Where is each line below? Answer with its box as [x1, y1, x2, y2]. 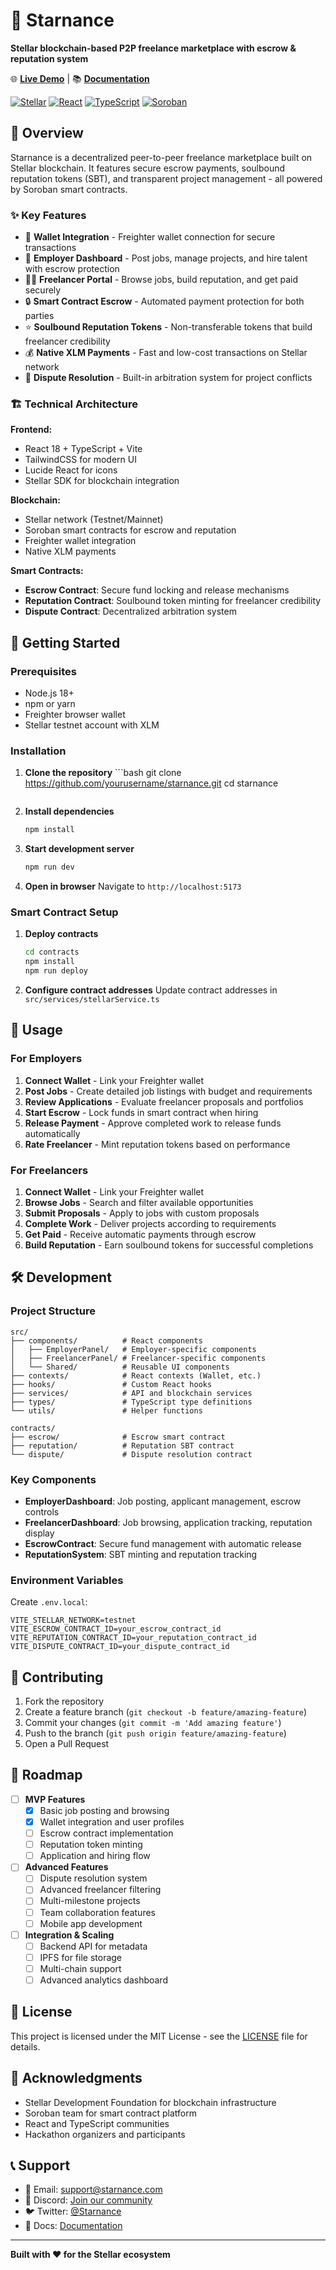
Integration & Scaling [24, 1929, 115, 1941]
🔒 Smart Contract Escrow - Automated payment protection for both [24, 295, 305, 308]
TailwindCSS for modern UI [24, 454, 137, 466]
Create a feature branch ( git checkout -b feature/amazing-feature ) [24, 1706, 308, 1718]
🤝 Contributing [10, 1669, 104, 1686]
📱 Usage [10, 1022, 63, 1039]
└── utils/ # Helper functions [10, 1405, 203, 1416]
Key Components [10, 1472, 97, 1486]
